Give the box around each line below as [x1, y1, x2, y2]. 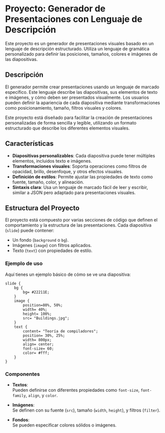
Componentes [5, 371, 41, 377]
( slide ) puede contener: [5, 228, 54, 234]
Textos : [12, 381, 28, 387]
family [12, 393, 26, 398]
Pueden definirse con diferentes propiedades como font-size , [12, 387, 140, 393]
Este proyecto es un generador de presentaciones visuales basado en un [5, 40, 154, 46]
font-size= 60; [23, 346, 54, 351]
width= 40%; [23, 307, 48, 312]
